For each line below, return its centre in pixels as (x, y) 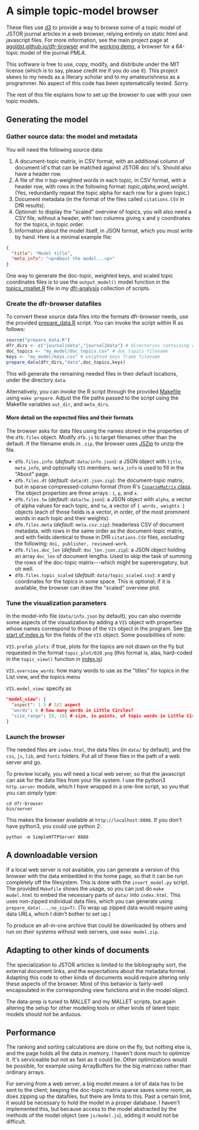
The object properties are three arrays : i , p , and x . (76, 493)
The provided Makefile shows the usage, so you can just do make (85, 888)
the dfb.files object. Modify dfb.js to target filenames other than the (91, 437)
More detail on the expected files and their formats (70, 418)
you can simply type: (32, 792)
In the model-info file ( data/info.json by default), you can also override (94, 616)
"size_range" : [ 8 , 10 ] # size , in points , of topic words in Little (98, 716)
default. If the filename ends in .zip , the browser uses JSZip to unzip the (95, 443)
